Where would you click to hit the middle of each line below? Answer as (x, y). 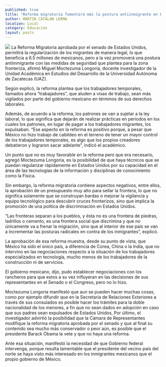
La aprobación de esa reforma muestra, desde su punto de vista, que (75, 241)
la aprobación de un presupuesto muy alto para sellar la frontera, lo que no (81, 190)
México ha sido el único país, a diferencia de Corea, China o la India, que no (82, 246)
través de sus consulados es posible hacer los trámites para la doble (75, 302)
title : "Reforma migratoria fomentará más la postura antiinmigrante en (82, 14)
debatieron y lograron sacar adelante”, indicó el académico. (66, 145)
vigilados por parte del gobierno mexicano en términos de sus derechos (79, 99)
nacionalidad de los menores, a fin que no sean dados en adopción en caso (82, 307)
